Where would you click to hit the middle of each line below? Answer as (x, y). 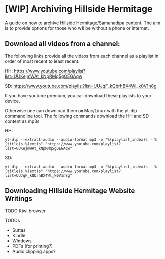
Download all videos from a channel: (63, 44)
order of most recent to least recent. (42, 61)
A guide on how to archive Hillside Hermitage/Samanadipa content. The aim (83, 23)
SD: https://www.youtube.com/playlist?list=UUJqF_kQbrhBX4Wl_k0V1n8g (81, 86)
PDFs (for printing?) (33, 246)
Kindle (19, 235)
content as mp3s (22, 121)
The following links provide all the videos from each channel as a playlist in (82, 56)
